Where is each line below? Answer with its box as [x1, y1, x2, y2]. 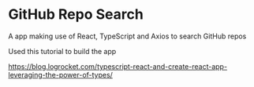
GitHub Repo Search [8, 5, 144, 24]
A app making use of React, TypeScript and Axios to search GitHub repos [8, 31, 247, 41]
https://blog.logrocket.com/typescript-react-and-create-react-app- [8, 61, 227, 71]
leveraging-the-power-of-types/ [8, 70, 113, 79]
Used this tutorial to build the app [8, 46, 117, 56]
